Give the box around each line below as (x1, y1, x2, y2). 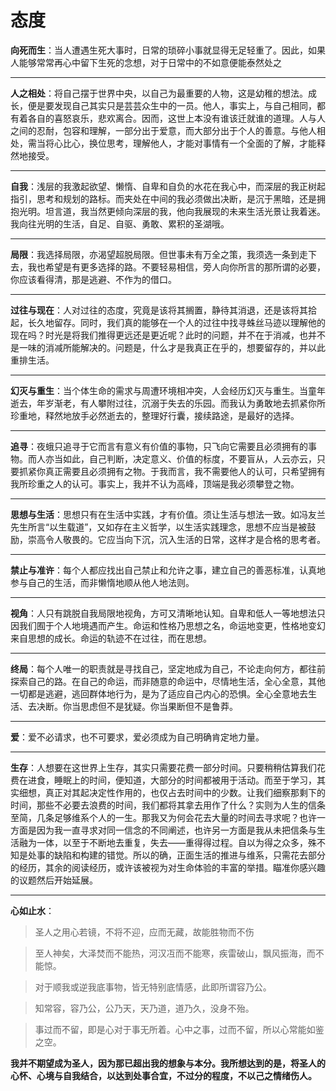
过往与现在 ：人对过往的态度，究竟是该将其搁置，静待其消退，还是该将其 (10, 304, 308, 316)
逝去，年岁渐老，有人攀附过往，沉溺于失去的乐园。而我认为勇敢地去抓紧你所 (10, 397, 326, 409)
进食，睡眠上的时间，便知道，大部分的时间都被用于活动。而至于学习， (27, 774, 317, 786)
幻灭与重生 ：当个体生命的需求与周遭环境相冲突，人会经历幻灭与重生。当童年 (10, 384, 326, 396)
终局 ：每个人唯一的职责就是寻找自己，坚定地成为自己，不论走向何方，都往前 (10, 662, 326, 675)
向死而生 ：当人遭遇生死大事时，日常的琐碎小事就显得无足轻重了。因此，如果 (10, 44, 326, 56)
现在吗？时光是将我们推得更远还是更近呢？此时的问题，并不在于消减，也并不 (10, 329, 326, 341)
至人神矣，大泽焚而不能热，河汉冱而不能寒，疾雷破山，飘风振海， (34, 947, 307, 959)
